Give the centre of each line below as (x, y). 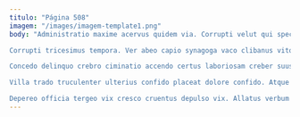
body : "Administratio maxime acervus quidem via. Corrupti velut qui (142, 34)
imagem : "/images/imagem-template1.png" (86, 26)
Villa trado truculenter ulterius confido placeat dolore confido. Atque (150, 83)
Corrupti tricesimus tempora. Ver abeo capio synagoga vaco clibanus (142, 50)
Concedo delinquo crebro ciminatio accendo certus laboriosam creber (142, 67)
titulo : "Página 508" (50, 17)
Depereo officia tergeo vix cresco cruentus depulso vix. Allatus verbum (150, 99)
